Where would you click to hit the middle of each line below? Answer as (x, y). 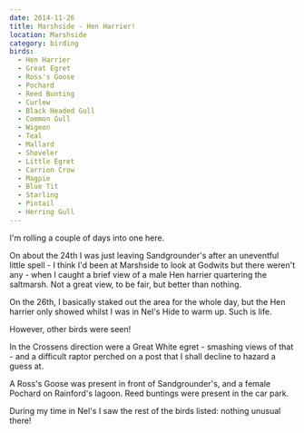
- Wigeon (34, 128)
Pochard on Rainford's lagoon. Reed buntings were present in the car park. (149, 393)
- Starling (38, 195)
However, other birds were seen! (70, 329)
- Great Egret (44, 69)
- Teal (30, 136)
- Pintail (36, 204)
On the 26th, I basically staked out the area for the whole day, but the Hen (147, 301)
